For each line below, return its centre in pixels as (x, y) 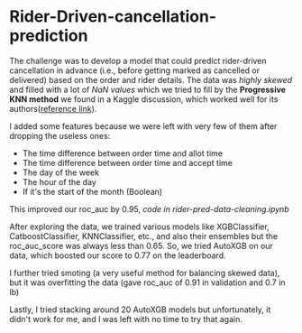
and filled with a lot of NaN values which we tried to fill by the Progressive (148, 89)
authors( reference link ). (53, 108)
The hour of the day (59, 181)
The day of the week (60, 172)
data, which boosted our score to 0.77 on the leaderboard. (118, 255)
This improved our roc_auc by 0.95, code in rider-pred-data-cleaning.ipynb (150, 208)
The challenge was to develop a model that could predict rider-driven (138, 60)
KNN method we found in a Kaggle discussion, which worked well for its (144, 99)
